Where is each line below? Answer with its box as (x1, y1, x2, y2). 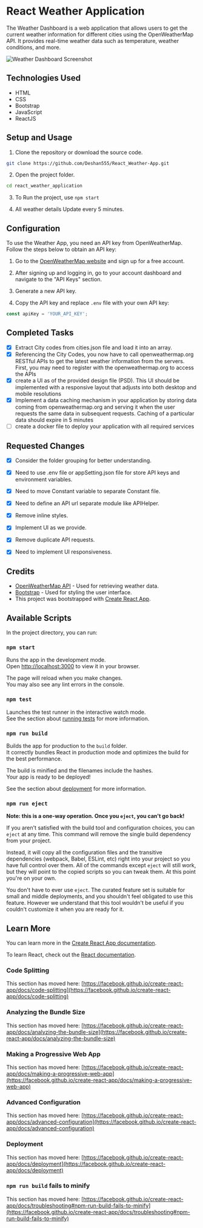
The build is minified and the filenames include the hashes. (6, 767, 153, 774)
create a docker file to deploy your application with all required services (15, 423, 195, 430)
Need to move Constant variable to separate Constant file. (15, 488, 161, 495)
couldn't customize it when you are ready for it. (6, 905, 124, 913)
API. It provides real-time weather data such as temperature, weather (6, 37, 179, 44)
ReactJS (15, 115, 36, 122)
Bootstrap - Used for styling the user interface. (15, 589, 132, 596)
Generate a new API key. (15, 287, 77, 295)
